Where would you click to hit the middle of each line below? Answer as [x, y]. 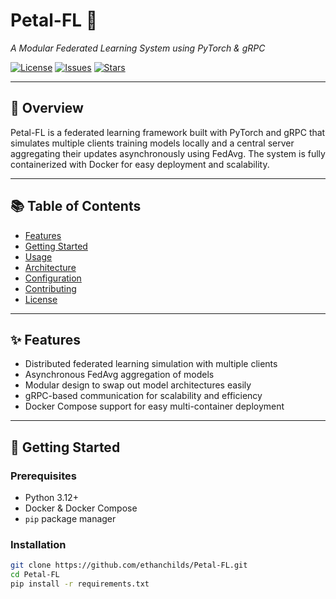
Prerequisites [43, 476]
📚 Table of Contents [76, 206]
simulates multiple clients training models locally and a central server [152, 143]
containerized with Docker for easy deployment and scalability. [140, 164]
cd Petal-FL [35, 575]
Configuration [53, 278]
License [41, 299]
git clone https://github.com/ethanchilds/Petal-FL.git [129, 565]
